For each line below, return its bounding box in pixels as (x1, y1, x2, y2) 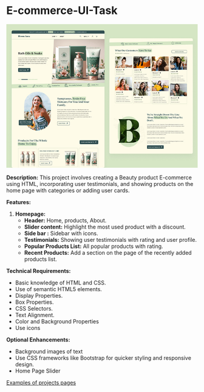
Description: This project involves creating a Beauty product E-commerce (6, 174, 192, 181)
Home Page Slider (15, 367, 61, 374)
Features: (6, 199, 32, 206)
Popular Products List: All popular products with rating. (24, 242, 163, 250)
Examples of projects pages (6, 379, 76, 387)
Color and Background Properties (15, 318, 99, 325)
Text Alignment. (15, 311, 55, 319)
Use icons (15, 325, 41, 332)
